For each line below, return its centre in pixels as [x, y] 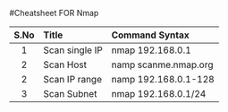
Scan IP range [73, 79]
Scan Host [65, 65]
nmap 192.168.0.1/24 [159, 94]
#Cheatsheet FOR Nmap [54, 13]
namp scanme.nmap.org [162, 65]
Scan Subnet [70, 94]
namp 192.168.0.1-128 [163, 79]
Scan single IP [73, 50]
